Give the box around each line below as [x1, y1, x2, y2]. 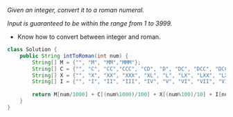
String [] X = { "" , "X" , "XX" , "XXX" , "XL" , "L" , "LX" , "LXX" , [32, 72, 216, 79]
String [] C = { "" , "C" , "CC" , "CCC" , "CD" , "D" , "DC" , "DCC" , [32, 65, 213, 72]
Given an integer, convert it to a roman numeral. [7, 6, 144, 14]
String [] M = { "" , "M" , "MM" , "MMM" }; [32, 59, 141, 66]
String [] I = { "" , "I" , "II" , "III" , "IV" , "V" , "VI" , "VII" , [32, 78, 216, 85]
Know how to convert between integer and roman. [17, 33, 161, 41]
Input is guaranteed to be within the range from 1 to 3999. [7, 19, 173, 27]
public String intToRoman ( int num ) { [19, 52, 129, 60]
